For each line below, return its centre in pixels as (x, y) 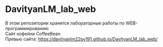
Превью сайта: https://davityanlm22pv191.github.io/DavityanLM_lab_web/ (81, 39)
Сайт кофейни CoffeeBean (33, 33)
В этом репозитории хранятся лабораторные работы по (65, 23)
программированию (27, 28)
